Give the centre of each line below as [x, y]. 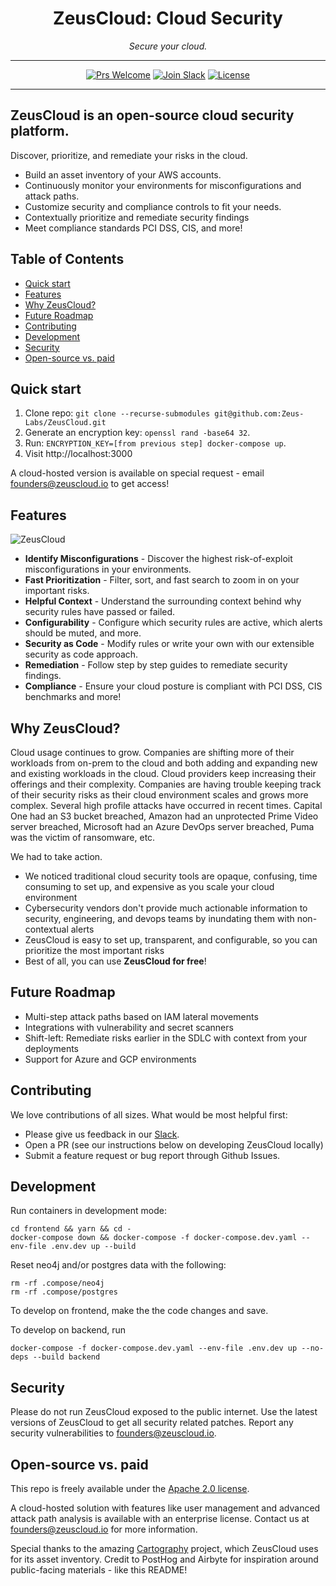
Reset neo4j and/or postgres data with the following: [118, 1265]
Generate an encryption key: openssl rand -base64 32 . [137, 433]
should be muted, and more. [83, 633]
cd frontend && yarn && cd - [71, 1229]
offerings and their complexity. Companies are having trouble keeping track [166, 784]
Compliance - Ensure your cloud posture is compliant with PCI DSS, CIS [173, 686]
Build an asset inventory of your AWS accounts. [123, 174]
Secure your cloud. [168, 46]
